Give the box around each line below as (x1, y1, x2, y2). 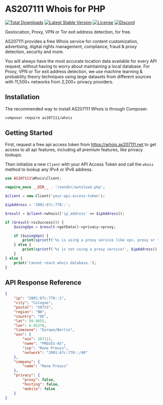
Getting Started (5, 129, 53, 137)
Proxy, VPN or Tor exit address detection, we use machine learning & (5, 68, 143, 74)
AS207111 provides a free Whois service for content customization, (5, 38, 138, 44)
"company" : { (14, 359, 40, 364)
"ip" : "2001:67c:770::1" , (14, 296, 66, 301)
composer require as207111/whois (5, 115, 73, 120)
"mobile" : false (22, 386, 55, 391)
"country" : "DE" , (14, 314, 49, 319)
